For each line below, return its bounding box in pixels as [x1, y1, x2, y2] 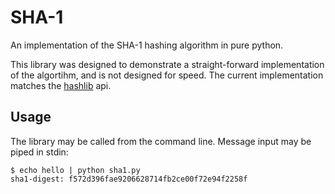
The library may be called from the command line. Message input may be [10, 135, 312, 147]
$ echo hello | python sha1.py [10, 165, 141, 175]
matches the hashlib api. [10, 79, 112, 91]
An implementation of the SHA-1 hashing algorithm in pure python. [10, 39, 284, 51]
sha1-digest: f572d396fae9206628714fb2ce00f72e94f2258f [10, 174, 248, 184]
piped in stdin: [10, 146, 69, 158]
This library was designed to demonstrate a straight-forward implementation [10, 58, 325, 70]
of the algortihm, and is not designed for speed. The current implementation [10, 69, 324, 81]
